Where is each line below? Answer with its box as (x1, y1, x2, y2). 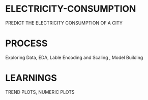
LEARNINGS (5, 72, 57, 84)
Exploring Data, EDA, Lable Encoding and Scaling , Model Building (5, 54, 143, 60)
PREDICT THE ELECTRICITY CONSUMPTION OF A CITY (5, 20, 123, 26)
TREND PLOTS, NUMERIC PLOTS (5, 89, 75, 95)
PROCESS (5, 38, 48, 49)
